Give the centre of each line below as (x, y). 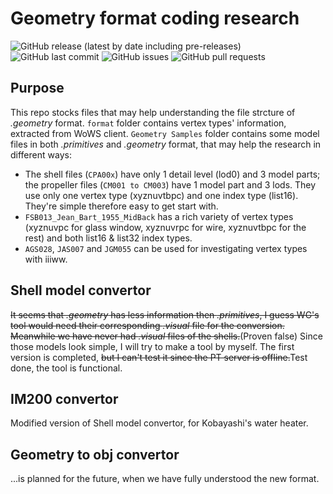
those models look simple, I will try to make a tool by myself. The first (152, 346)
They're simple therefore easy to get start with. (121, 206)
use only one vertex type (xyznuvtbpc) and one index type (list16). (161, 195)
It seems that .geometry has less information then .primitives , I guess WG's (165, 314)
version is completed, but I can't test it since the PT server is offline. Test (159, 357)
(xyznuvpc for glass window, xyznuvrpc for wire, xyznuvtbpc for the (165, 227)
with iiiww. (46, 259)
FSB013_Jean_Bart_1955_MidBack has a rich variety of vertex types (159, 216)
